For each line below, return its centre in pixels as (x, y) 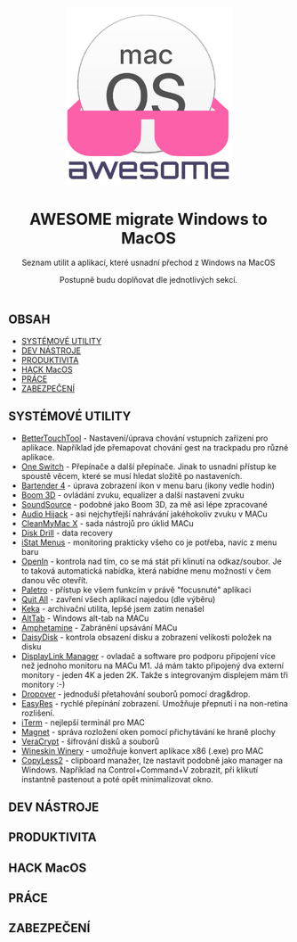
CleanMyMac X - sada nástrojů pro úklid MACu (108, 523)
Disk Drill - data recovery (67, 533)
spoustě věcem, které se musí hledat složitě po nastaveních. (132, 475)
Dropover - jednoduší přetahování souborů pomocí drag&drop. (136, 694)
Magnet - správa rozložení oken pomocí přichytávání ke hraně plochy (148, 731)
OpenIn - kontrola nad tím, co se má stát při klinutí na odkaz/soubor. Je (151, 561)
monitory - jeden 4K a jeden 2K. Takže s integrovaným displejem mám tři (154, 674)
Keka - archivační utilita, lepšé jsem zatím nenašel (113, 608)
